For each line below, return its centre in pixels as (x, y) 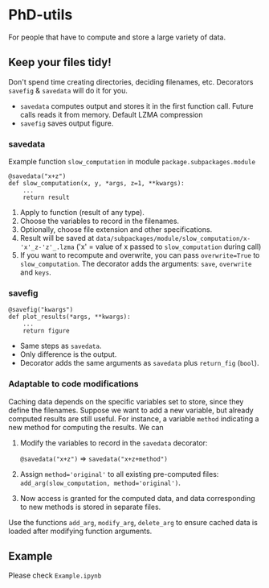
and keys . (36, 272)
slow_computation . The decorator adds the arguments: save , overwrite (136, 264)
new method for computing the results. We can (86, 427)
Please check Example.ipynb (55, 576)
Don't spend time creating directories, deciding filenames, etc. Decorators (131, 81)
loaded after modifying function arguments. (80, 531)
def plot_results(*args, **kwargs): (69, 317)
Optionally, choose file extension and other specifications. (116, 230)
